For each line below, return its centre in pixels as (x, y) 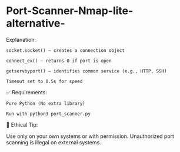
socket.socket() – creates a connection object (66, 50)
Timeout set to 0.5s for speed (44, 81)
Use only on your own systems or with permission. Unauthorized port (90, 136)
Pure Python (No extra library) (46, 103)
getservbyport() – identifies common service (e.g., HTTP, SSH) (86, 71)
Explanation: (21, 39)
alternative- (36, 23)
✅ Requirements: (26, 92)
